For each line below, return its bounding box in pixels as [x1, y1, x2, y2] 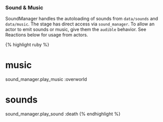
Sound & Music [5, 4, 43, 11]
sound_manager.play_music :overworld [5, 76, 88, 82]
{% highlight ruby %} [5, 42, 49, 48]
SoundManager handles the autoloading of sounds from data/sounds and [5, 16, 158, 22]
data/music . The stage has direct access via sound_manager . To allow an [5, 21, 155, 27]
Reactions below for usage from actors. [5, 32, 88, 38]
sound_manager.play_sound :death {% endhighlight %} [5, 111, 121, 117]
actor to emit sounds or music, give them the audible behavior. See [5, 26, 147, 33]
